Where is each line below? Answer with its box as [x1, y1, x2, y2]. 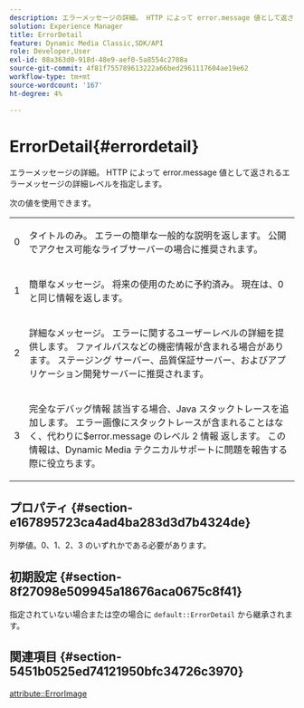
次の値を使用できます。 [9, 198, 97, 209]
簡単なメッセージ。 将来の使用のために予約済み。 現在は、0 [28, 278, 284, 291]
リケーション [28, 368, 84, 381]
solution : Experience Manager [9, 22, 124, 31]
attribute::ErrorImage [9, 688, 88, 699]
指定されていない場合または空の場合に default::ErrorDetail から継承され [9, 609, 285, 620]
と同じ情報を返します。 [28, 292, 128, 305]
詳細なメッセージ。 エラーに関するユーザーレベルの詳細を [28, 327, 276, 340]
